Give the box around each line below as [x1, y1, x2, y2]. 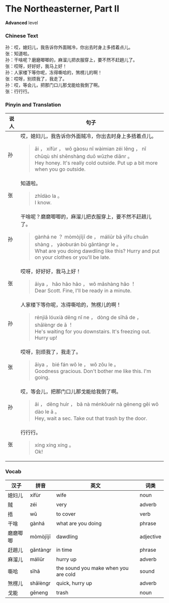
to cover [56, 510, 76, 517]
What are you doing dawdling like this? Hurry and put [34, 247, 160, 254]
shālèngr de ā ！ [34, 321, 74, 328]
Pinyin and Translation [5, 101, 61, 108]
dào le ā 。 [34, 408, 60, 415]
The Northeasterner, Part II [5, 3, 120, 15]
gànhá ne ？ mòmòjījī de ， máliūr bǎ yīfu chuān [34, 233, 149, 240]
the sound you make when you [56, 564, 129, 571]
